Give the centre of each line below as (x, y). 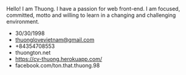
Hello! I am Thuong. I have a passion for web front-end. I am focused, (93, 9)
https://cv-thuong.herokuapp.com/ (58, 59)
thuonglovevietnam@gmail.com (55, 40)
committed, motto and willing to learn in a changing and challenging (91, 15)
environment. (23, 21)
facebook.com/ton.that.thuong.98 (57, 65)
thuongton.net (33, 53)
